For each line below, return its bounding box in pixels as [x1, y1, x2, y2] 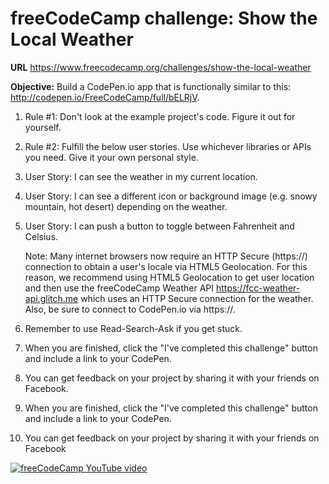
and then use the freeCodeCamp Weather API [24, 282, 214, 294]
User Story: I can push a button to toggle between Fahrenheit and [24, 220, 295, 232]
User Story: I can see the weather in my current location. [24, 170, 258, 182]
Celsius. [24, 230, 59, 242]
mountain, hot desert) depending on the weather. [24, 200, 228, 212]
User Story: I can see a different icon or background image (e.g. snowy [24, 190, 318, 202]
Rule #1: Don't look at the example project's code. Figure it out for [24, 110, 296, 122]
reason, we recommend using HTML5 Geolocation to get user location [24, 271, 315, 283]
